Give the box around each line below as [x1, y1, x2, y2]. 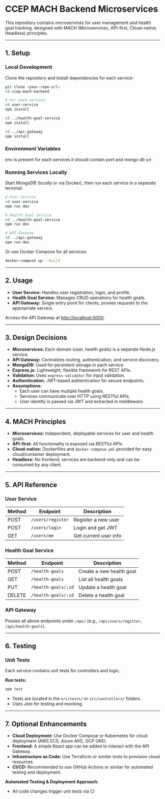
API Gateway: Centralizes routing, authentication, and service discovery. [12, 357, 160, 363]
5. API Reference [5, 480, 57, 489]
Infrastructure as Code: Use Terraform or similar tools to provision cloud [12, 753, 160, 759]
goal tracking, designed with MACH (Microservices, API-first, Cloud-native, [5, 25, 158, 30]
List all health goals [78, 576, 123, 583]
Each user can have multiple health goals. [19, 388, 104, 394]
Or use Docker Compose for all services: [5, 248, 87, 254]
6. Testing [5, 642, 36, 650]
